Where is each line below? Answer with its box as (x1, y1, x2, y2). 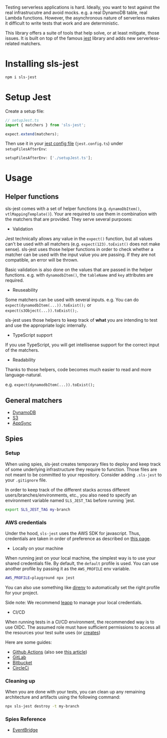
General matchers (5, 396, 62, 405)
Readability (12, 357, 36, 363)
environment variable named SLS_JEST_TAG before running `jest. (5, 497, 135, 503)
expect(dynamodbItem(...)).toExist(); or (5, 302, 91, 308)
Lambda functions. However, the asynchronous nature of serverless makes (5, 15, 160, 21)
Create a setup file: (5, 108, 44, 114)
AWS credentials (5, 519, 46, 526)
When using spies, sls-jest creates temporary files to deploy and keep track (5, 461, 161, 467)
